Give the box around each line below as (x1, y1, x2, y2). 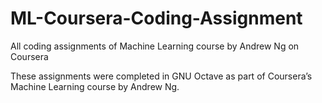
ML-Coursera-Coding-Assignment (10, 7, 303, 30)
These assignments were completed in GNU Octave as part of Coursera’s (10, 70, 313, 82)
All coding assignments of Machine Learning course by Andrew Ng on (10, 40, 300, 52)
